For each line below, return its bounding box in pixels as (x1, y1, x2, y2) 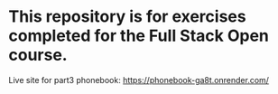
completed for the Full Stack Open (8, 25, 270, 46)
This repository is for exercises (8, 6, 246, 27)
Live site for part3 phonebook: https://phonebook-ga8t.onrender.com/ (8, 74, 270, 85)
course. (8, 45, 69, 65)
